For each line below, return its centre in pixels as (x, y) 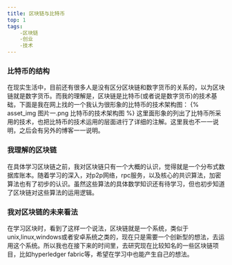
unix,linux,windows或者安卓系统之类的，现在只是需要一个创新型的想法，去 (113, 237)
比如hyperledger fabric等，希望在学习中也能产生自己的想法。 (106, 254)
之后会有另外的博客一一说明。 (61, 130)
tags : (15, 26)
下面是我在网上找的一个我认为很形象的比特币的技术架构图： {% (109, 105)
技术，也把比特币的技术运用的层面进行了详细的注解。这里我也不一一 (116, 122)
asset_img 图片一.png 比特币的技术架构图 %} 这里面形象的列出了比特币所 (111, 113)
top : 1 (17, 20)
